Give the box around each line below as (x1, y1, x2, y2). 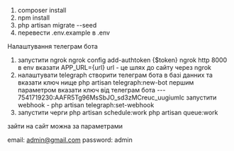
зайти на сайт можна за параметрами (7, 122, 123, 130)
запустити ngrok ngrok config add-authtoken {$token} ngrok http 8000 (17, 56, 228, 64)
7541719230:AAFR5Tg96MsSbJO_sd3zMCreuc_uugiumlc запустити (17, 93, 217, 102)
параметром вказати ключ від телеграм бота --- (17, 86, 166, 94)
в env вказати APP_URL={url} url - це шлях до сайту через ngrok (17, 64, 211, 71)
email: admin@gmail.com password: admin (7, 135, 133, 144)
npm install (17, 13, 50, 22)
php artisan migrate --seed (17, 21, 97, 29)
